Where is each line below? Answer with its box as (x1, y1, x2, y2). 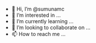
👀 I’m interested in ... (11, 12, 61, 19)
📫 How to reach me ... (11, 31, 66, 37)
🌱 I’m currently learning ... (11, 18, 74, 24)
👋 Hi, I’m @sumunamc (11, 6, 65, 12)
